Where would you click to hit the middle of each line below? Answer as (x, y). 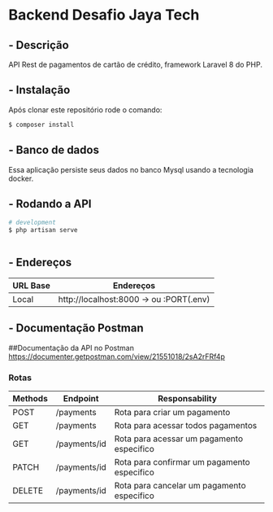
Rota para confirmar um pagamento (182, 462)
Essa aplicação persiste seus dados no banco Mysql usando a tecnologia (131, 169)
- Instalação (39, 90)
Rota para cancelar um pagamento (180, 485)
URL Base (31, 285)
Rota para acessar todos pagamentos (186, 425)
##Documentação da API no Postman (71, 348)
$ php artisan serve (43, 230)
